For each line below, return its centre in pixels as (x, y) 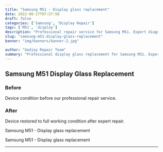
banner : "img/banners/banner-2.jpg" (42, 41)
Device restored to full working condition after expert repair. (65, 121)
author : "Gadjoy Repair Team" (36, 50)
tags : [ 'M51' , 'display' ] (31, 28)
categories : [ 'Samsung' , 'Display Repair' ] (50, 23)
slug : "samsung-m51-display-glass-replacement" (54, 37)
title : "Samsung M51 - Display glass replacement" (57, 9)
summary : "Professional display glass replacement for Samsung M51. (76, 54)
